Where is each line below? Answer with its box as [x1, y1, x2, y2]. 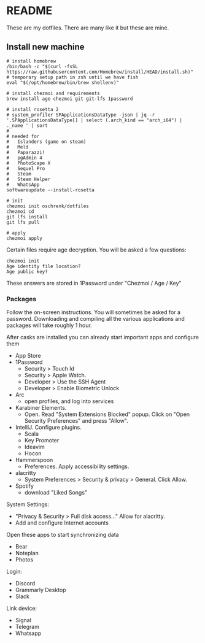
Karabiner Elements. [15, 404, 67, 412]
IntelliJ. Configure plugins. [15, 424, 82, 431]
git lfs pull [6, 219, 40, 225]
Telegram [15, 623, 40, 631]
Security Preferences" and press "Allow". [24, 417, 129, 425]
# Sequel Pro [6, 165, 45, 172]
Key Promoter [24, 437, 60, 444]
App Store [15, 352, 41, 360]
